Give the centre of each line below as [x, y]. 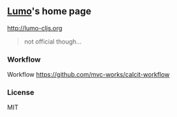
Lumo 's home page [49, 11]
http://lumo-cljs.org [35, 28]
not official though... [53, 42]
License [21, 93]
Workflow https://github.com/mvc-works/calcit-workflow [88, 75]
